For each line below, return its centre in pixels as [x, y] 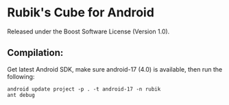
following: [21, 76]
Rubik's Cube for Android [81, 13]
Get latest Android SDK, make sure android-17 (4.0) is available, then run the [115, 69]
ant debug [21, 95]
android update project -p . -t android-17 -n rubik [84, 89]
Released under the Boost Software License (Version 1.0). [88, 31]
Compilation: [35, 53]
